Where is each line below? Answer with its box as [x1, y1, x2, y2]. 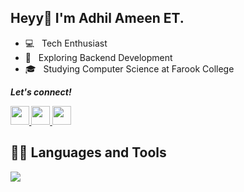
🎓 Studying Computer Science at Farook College [24, 62, 235, 75]
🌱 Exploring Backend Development [24, 51, 173, 63]
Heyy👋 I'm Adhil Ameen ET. [10, 10, 185, 27]
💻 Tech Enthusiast [24, 37, 108, 49]
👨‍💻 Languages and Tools [10, 144, 167, 161]
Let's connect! [10, 86, 72, 98]
